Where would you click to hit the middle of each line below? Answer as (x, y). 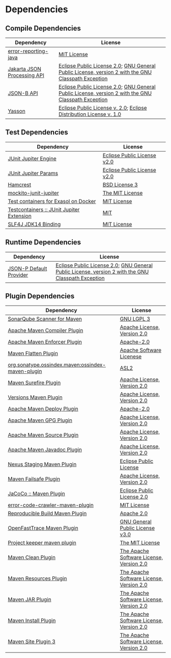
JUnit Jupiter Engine (32, 158)
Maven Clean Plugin (32, 558)
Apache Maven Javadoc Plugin (45, 450)
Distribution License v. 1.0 (90, 114)
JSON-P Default (27, 268)
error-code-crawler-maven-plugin (51, 505)
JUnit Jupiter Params (33, 173)
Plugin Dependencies (40, 296)
